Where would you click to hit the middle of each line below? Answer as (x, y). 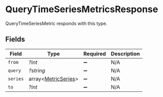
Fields (15, 39)
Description (125, 53)
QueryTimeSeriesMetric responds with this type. (56, 23)
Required (95, 53)
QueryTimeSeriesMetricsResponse (82, 9)
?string (37, 71)
